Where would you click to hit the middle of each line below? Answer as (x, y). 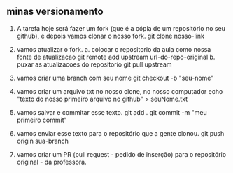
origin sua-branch (43, 141)
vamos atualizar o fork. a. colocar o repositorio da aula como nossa (114, 49)
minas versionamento (55, 12)
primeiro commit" (42, 120)
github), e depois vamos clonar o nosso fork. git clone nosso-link (110, 36)
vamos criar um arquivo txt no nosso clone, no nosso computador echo (120, 91)
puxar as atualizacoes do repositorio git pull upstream (94, 64)
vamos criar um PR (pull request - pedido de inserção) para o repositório (121, 154)
